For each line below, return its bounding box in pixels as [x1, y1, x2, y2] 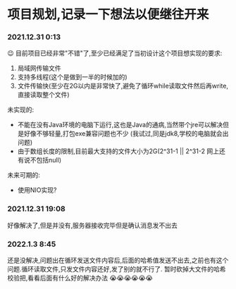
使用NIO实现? [17, 186, 57, 194]
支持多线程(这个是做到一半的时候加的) [17, 73, 128, 81]
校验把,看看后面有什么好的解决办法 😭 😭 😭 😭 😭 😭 [7, 273, 154, 283]
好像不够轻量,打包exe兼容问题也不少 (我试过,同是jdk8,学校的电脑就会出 [23, 129, 229, 138]
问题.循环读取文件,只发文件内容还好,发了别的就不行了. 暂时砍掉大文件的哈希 [7, 265, 227, 273]
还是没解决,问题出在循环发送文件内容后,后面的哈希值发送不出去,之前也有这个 [7, 256, 229, 265]
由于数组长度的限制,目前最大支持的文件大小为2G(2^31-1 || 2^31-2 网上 [17, 147, 220, 155]
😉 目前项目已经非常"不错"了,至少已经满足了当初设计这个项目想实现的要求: [7, 49, 223, 57]
